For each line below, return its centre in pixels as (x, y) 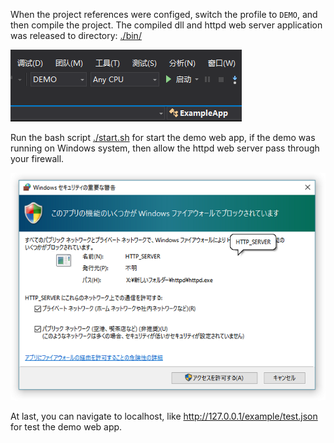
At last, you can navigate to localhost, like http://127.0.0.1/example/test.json (164, 416)
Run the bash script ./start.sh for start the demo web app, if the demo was (163, 137)
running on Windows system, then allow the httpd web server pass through (165, 148)
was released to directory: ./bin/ (76, 35)
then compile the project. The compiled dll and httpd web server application (166, 25)
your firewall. (37, 158)
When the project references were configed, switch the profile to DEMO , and (164, 14)
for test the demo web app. (66, 426)
